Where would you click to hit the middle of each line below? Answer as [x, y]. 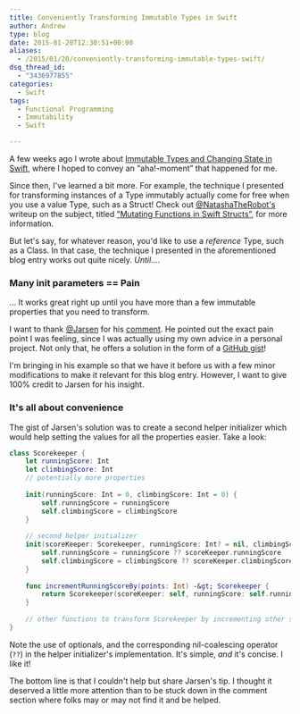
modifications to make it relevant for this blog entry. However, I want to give [148, 375]
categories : [31, 84]
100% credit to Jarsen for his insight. [77, 384]
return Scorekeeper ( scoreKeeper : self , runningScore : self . [155, 594]
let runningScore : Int [67, 461]
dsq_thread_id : [37, 68]
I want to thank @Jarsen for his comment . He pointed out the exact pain [142, 329]
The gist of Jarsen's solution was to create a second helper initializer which [148, 427]
